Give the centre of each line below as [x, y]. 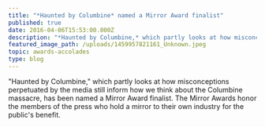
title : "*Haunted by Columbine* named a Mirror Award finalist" [116, 15]
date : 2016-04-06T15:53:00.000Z [61, 30]
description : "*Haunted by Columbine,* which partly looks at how [119, 37]
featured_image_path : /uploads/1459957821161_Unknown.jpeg [107, 45]
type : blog [26, 60]
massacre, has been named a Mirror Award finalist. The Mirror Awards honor [132, 98]
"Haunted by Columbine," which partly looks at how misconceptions [119, 81]
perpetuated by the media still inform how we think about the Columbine [125, 89]
